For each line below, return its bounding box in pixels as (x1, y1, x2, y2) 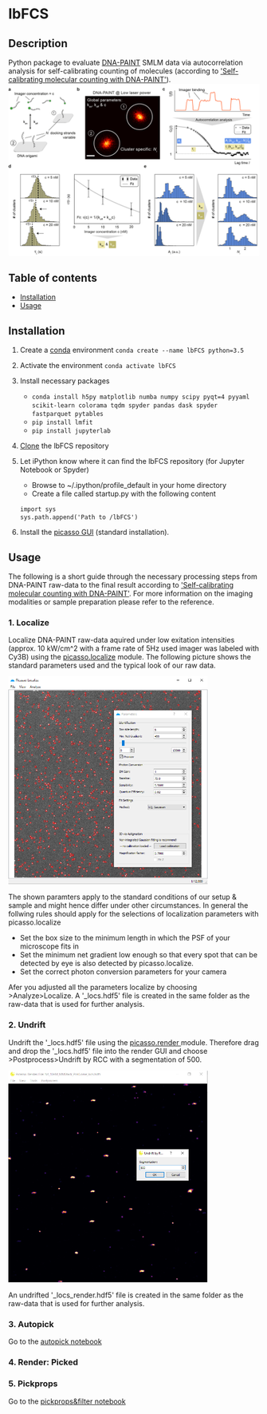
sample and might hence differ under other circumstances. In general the (8, 901, 249, 910)
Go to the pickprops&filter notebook (8, 1396, 126, 1406)
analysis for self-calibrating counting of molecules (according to (8, 66, 219, 76)
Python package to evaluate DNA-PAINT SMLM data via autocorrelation (8, 57, 243, 67)
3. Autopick (8, 1319, 54, 1330)
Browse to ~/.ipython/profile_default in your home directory (31, 481, 227, 490)
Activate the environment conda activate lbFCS (19, 361, 177, 370)
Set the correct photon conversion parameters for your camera (19, 967, 227, 976)
